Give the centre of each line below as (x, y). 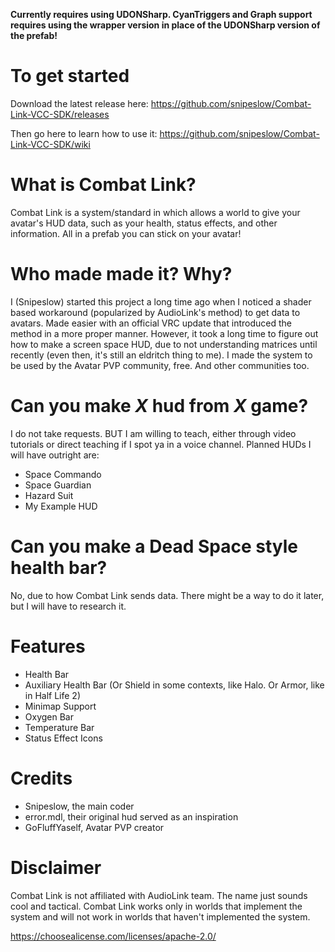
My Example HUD (61, 506)
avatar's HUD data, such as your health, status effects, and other (144, 223)
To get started (70, 76)
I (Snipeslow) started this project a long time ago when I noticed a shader (161, 301)
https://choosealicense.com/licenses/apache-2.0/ (113, 936)
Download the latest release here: (79, 103)
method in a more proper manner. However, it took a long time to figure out (164, 333)
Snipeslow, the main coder (79, 806)
